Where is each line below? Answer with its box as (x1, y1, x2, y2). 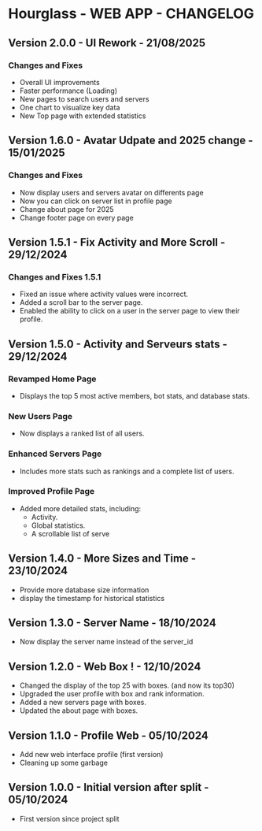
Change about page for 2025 (19, 204, 114, 213)
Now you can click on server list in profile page (19, 196, 172, 206)
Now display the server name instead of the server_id (19, 637, 194, 647)
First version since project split (19, 814, 120, 823)
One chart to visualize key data (19, 102, 120, 112)
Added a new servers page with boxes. (19, 698, 147, 707)
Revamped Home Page (8, 373, 97, 384)
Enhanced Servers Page (8, 448, 102, 459)
